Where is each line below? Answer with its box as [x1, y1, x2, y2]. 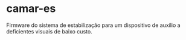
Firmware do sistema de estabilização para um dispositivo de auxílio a [6, 21, 181, 29]
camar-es [6, 2, 56, 16]
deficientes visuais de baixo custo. [6, 27, 92, 35]
